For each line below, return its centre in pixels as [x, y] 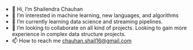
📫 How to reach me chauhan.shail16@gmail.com [72, 41]
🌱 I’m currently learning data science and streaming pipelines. [87, 21]
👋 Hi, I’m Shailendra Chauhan [47, 9]
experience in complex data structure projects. [69, 34]
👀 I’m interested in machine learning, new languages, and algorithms [95, 15]
